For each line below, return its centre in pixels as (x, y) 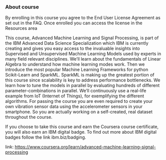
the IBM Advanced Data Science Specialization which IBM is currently (77, 43)
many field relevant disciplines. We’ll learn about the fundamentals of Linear (83, 59)
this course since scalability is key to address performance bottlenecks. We (83, 80)
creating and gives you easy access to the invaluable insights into (73, 49)
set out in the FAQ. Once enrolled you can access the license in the (74, 23)
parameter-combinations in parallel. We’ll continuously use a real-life (76, 91)
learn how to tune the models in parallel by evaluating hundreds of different (83, 85)
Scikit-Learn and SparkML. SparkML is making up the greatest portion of (80, 75)
